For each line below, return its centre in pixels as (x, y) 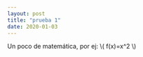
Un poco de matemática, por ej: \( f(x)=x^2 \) (72, 47)
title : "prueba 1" (34, 20)
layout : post (26, 14)
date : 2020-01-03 (33, 26)
